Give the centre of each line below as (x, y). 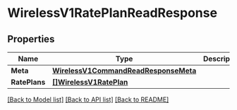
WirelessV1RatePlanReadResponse (112, 13)
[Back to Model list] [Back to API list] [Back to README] (88, 99)
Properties (31, 39)
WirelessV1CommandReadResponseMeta (124, 71)
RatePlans (28, 82)
